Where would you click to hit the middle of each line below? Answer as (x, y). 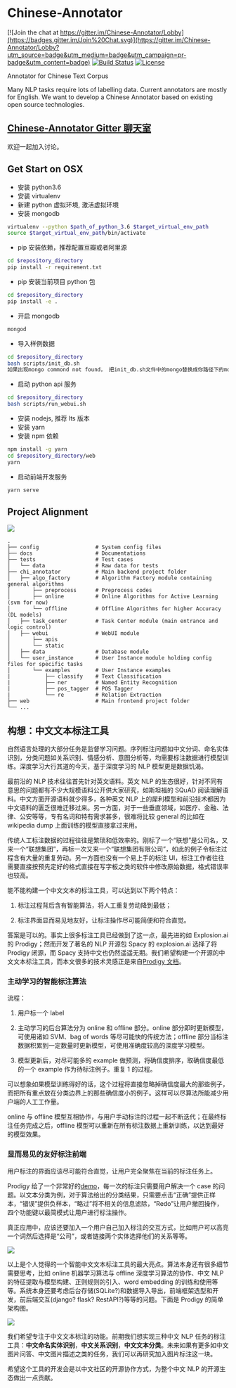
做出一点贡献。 (35, 1377)
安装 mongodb (38, 213)
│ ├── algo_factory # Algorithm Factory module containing (110, 578)
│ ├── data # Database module (78, 652)
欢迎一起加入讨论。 (35, 146)
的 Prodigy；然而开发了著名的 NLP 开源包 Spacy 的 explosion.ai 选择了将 (112, 944)
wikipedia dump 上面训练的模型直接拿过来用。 (74, 825)
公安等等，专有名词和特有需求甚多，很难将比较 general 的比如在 (112, 816)
